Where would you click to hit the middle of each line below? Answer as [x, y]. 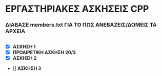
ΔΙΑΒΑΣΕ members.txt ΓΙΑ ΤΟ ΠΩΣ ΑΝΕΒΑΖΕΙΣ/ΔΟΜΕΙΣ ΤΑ [81, 25]
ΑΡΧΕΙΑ [15, 31]
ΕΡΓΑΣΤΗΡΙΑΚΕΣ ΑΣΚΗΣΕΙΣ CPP [77, 9]
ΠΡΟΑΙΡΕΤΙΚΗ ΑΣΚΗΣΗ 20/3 [44, 52]
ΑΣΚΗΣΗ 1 [24, 46]
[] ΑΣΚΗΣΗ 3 [27, 68]
